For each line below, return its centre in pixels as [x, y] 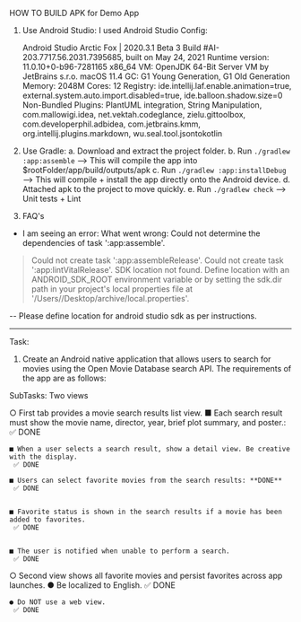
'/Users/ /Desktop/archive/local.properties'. [110, 298]
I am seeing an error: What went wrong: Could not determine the [142, 233]
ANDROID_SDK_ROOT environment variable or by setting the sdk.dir [157, 279]
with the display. [43, 457]
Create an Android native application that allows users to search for [146, 359]
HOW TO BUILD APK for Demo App [74, 13]
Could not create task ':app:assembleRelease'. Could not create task [157, 260]
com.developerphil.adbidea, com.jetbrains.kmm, [112, 124]
